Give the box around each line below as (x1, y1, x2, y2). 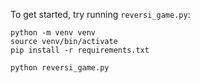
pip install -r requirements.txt (10, 45, 150, 55)
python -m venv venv (10, 28, 97, 38)
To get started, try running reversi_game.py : (10, 9, 191, 20)
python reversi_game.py (10, 63, 110, 73)
